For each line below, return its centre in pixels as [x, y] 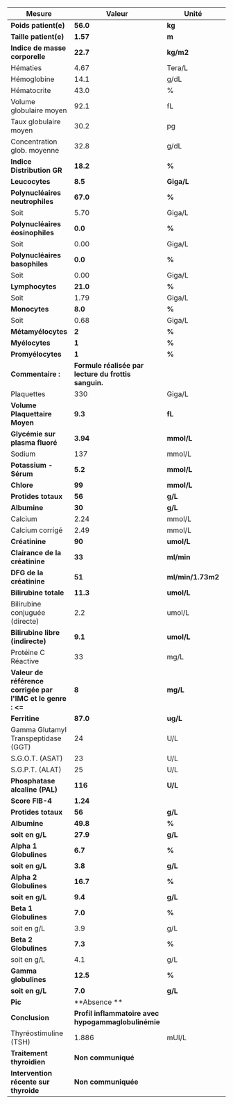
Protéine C [28, 653]
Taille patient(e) [37, 36]
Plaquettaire [31, 414]
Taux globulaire [36, 122]
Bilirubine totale [37, 593]
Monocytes [30, 309]
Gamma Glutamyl [39, 730]
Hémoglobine [33, 79]
